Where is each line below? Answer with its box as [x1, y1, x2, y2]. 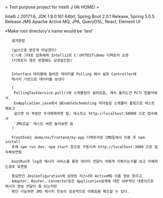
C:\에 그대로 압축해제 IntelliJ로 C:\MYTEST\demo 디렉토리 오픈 [11, 53, 129, 58]
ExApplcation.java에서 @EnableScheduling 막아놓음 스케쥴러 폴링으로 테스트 [14, 101, 155, 106]
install [5, 139, 21, 144]
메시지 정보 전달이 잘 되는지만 [5, 184, 57, 189]
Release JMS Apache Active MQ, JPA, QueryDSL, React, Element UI [5, 19, 141, 24]
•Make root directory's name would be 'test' [5, 28, 94, 33]
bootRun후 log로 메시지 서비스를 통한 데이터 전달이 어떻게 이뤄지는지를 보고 [11, 159, 146, 164]
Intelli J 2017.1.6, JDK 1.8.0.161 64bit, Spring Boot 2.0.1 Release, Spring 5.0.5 [5, 14, 155, 19]
